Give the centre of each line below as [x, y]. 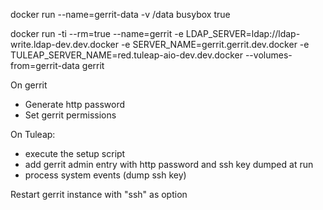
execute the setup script [75, 153]
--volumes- [268, 55]
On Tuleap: [33, 134]
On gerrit [29, 85]
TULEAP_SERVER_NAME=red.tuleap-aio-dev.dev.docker [126, 55]
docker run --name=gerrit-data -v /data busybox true [120, 14]
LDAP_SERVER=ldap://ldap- [243, 33]
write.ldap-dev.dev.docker [64, 44]
